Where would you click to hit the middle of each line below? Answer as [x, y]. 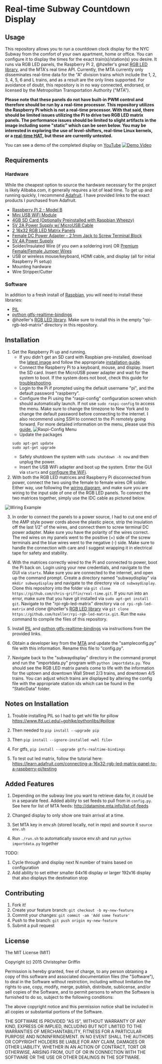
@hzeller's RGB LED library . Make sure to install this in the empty [77, 320]
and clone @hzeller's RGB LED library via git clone [78, 609]
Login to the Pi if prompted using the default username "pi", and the [87, 388]
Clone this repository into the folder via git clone [61, 588]
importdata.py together [35, 843]
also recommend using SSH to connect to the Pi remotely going [82, 419]
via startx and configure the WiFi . [53, 472]
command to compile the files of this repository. [60, 619]
